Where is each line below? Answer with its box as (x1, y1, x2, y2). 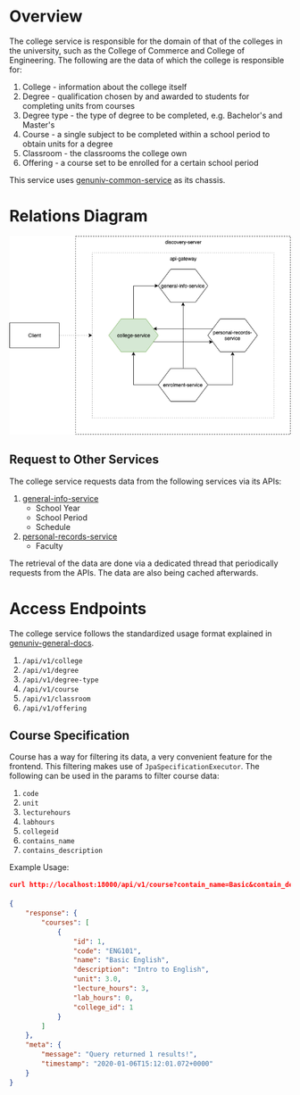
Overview (9, 6, 83, 27)
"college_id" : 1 (72, 1002, 134, 1012)
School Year (35, 502, 80, 513)
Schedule (35, 521, 71, 532)
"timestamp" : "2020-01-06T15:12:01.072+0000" (41, 1059, 214, 1068)
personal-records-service (21, 531, 118, 542)
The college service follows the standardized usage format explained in (9, 627, 272, 639)
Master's (21, 119, 55, 130)
